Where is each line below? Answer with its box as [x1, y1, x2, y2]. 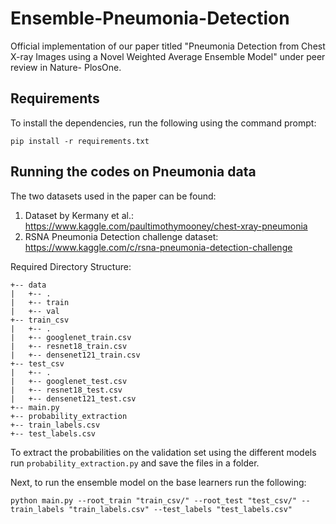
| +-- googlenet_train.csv [10, 332, 132, 342]
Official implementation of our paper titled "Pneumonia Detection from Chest [10, 40, 326, 52]
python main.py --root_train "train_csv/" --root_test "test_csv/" [10, 495, 298, 506]
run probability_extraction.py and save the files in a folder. [10, 457, 260, 469]
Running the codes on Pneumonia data [10, 163, 257, 181]
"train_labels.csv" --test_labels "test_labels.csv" [68, 504, 293, 514]
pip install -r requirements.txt [10, 136, 150, 146]
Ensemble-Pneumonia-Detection [10, 7, 290, 30]
